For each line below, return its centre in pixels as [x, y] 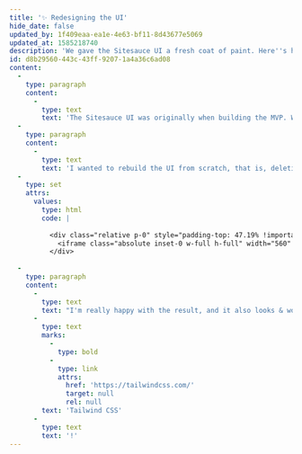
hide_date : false [42, 26]
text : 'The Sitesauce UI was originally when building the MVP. [164, 118]
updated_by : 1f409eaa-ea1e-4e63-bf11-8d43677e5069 [106, 34]
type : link [78, 369]
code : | [56, 218]
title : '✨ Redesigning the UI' [69, 18]
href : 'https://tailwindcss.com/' [130, 386]
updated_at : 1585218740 [54, 43]
